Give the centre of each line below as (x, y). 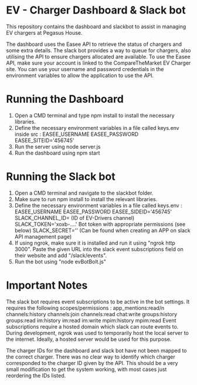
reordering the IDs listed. (36, 375)
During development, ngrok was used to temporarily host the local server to (97, 333)
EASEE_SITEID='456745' (44, 140)
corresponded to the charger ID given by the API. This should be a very (92, 363)
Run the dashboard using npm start (57, 153)
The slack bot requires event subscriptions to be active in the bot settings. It (98, 302)
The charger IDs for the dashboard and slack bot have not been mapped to (96, 350)
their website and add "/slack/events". (61, 255)
